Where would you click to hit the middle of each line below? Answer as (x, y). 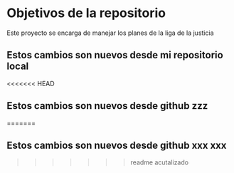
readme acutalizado (160, 162)
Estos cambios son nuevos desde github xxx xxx (117, 145)
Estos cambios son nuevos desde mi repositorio (115, 55)
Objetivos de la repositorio (86, 13)
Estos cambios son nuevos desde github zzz (107, 106)
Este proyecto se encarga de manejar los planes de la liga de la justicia (110, 33)
